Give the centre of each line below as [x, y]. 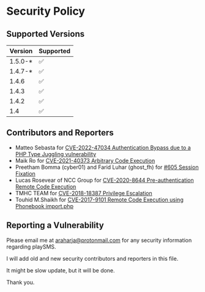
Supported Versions [45, 34]
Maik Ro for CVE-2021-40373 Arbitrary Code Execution [85, 160]
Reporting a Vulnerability [55, 226]
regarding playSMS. [31, 247]
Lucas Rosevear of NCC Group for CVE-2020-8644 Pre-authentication [104, 180]
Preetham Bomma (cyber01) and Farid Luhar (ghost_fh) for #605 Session [107, 167]
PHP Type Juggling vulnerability [56, 154]
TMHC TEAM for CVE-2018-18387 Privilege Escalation [84, 193]
